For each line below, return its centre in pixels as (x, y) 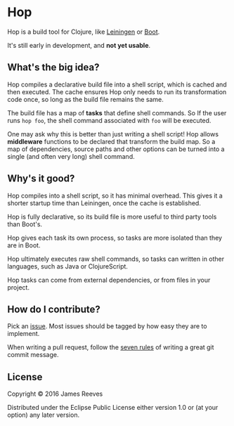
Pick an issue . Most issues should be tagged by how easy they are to (107, 326)
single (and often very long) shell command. (71, 156)
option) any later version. (43, 415)
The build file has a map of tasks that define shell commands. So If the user (117, 112)
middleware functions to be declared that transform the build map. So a (111, 141)
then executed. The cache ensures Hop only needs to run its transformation (117, 91)
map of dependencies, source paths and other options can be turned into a (116, 149)
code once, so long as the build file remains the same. (85, 99)
